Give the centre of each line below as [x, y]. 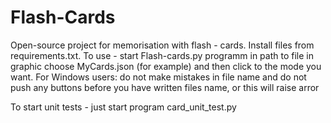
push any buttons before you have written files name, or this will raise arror [165, 87]
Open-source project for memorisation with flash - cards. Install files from [162, 45]
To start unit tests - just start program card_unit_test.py [123, 107]
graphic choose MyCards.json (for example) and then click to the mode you [166, 66]
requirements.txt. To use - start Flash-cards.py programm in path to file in [162, 55]
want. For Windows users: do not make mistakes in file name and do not [158, 77]
